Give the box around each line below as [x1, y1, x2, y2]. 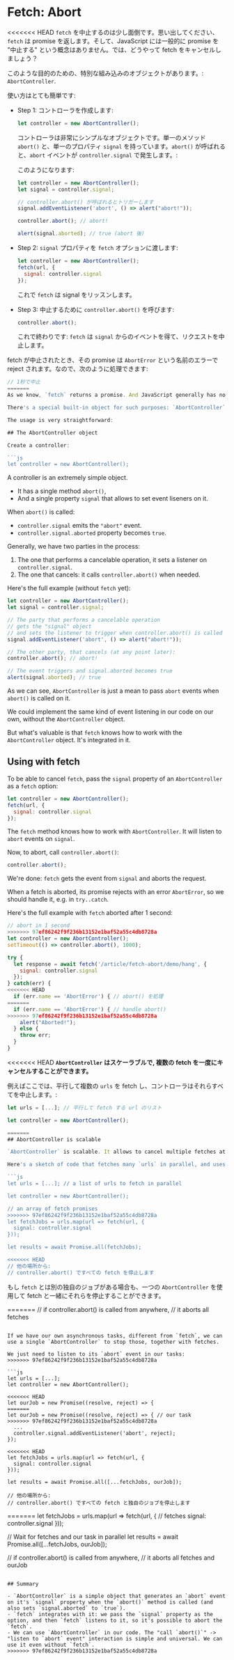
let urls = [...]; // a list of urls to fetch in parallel [7, 1180, 182, 1187]
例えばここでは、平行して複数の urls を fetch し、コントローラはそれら [7, 1081, 212, 1090]
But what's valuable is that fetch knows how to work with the [7, 728, 182, 737]
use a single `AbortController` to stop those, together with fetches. [7, 1338, 219, 1345]
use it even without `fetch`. [7, 1641, 95, 1648]
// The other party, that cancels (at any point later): [7, 648, 176, 655]
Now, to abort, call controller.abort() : [7, 848, 120, 856]
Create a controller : [7, 441, 70, 449]
